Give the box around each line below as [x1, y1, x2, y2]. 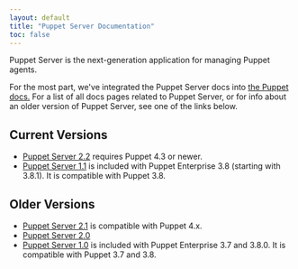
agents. [9, 64, 38, 75]
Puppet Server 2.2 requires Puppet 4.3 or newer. [22, 151, 203, 162]
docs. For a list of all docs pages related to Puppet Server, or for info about [9, 91, 286, 102]
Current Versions [9, 127, 108, 143]
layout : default [9, 13, 70, 23]
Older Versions [9, 196, 95, 212]
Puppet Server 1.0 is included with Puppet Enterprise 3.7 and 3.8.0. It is [22, 240, 286, 250]
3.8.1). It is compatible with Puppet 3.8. [22, 171, 167, 181]
